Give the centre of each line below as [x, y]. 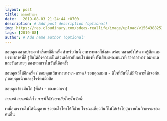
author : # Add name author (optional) [45, 38]
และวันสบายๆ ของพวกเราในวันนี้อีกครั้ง [37, 63]
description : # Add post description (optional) [56, 24]
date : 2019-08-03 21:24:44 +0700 [42, 19]
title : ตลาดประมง [21, 14]
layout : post [19, 10]
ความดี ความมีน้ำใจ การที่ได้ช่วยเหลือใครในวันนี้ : [44, 98]
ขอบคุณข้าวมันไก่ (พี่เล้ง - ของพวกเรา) [36, 88]
